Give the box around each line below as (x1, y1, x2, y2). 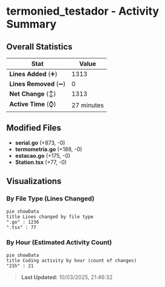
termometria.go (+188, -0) (15, 145, 82, 153)
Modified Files (6, 123, 62, 133)
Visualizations (6, 176, 62, 186)
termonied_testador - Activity (6, 4, 160, 18)
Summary (6, 17, 56, 31)
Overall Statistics (6, 41, 73, 52)
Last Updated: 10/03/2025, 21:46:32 (21, 273, 113, 281)
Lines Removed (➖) (9, 80, 66, 88)
